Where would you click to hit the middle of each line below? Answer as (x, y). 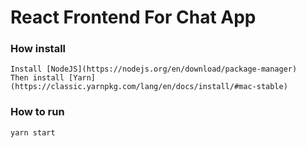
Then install (37, 78)
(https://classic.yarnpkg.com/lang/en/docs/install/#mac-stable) (149, 87)
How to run (37, 112)
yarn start (33, 132)
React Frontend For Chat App (133, 17)
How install (38, 49)
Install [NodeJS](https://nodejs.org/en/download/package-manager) (154, 69)
